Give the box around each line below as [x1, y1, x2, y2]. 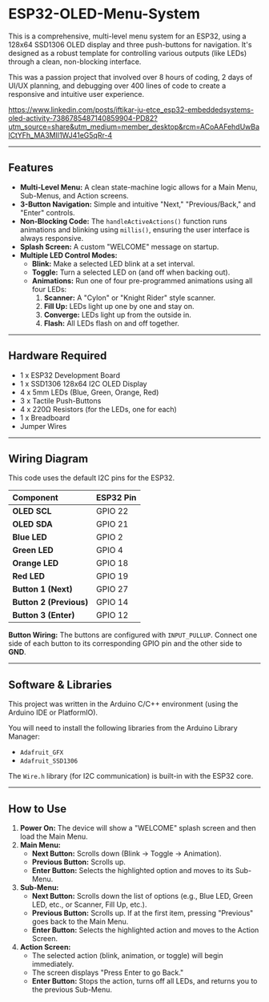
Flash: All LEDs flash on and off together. [43, 318, 180, 328]
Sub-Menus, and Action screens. [19, 190, 130, 200]
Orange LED [12, 558, 59, 569]
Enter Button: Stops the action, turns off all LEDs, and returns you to [31, 976, 258, 985]
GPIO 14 [95, 597, 129, 608]
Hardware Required [8, 349, 107, 363]
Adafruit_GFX [19, 749, 64, 757]
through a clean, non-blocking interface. [8, 57, 142, 66]
